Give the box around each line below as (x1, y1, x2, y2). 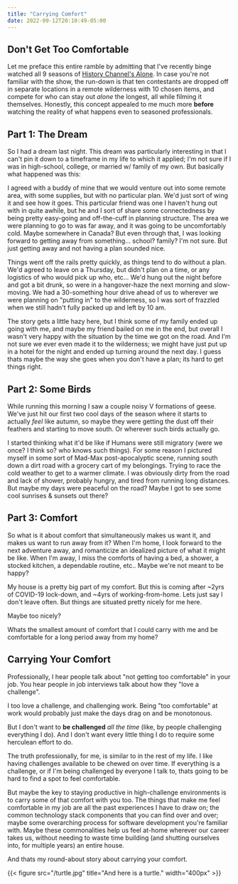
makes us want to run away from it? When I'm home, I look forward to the (7, 538, 222, 547)
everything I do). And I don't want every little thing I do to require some (7, 730, 215, 739)
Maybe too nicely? (7, 611, 62, 620)
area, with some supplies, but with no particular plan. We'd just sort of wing (7, 191, 229, 200)
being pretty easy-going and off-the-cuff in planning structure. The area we (7, 214, 229, 223)
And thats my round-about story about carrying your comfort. (7, 855, 188, 863)
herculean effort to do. (7, 737, 73, 746)
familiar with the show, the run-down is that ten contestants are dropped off (7, 78, 229, 86)
